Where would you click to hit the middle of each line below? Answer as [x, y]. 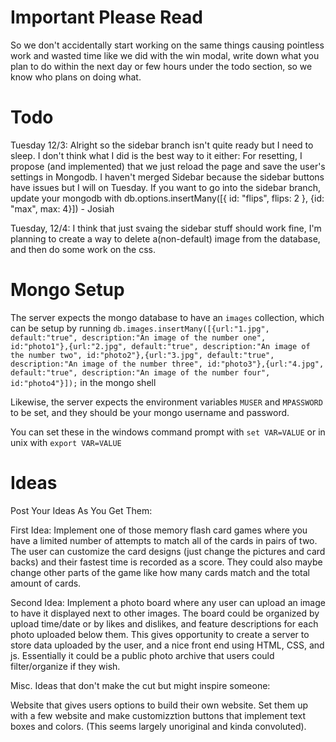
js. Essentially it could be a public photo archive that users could [142, 655]
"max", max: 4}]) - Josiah [62, 208]
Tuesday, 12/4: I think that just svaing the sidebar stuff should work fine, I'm [166, 228]
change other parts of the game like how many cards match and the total [160, 572]
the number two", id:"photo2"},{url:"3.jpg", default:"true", [142, 355]
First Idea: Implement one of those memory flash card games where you [159, 530]
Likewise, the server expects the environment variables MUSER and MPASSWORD [166, 402]
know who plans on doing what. [76, 77]
